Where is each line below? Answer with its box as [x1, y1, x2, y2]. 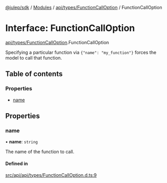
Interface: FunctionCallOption [5, 23, 135, 34]
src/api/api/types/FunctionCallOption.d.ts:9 [5, 172, 97, 178]
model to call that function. [5, 54, 62, 61]
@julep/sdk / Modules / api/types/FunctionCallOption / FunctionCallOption [5, 5, 162, 10]
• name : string [5, 139, 38, 145]
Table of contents [5, 69, 63, 79]
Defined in [5, 160, 28, 167]
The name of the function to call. [5, 149, 75, 155]
